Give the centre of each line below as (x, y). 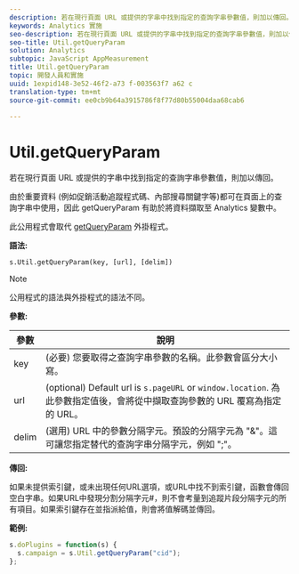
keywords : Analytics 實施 (56, 26)
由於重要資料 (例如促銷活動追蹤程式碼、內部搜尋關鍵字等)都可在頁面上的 (142, 197)
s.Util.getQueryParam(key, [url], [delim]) (91, 263)
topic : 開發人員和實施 (47, 76)
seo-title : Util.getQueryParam (67, 42)
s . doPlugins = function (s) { (63, 545)
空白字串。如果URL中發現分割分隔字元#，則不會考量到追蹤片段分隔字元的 (144, 498)
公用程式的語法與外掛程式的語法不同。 (79, 297)
